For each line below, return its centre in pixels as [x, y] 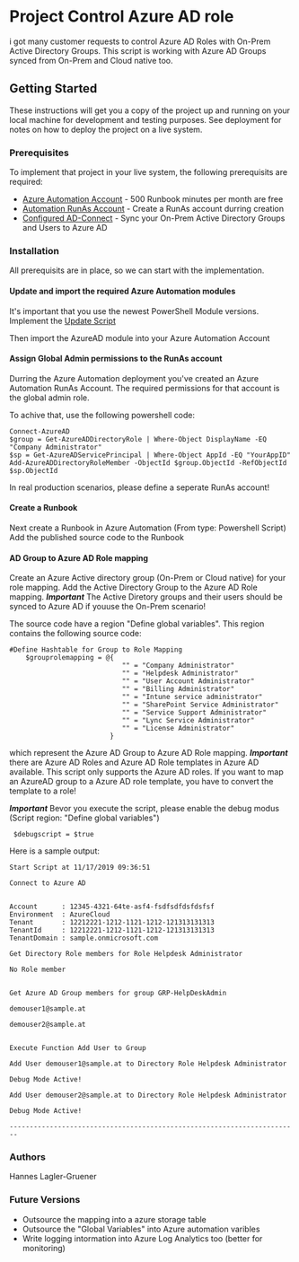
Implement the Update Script [63, 320]
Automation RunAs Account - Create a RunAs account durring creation [153, 209]
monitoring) [44, 1248]
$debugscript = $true [53, 835]
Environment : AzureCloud [60, 915]
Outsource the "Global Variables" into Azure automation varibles [141, 1229]
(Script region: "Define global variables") [84, 818]
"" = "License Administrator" [178, 729]
